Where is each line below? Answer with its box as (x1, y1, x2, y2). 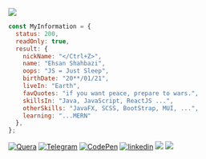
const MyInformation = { (8, 22, 91, 30)
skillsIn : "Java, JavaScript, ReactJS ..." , (22, 97, 174, 105)
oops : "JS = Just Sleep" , (22, 67, 110, 75)
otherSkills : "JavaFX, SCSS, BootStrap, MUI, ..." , (22, 104, 199, 112)
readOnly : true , (15, 37, 70, 46)
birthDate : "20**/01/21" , (22, 74, 110, 83)
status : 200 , (15, 30, 59, 38)
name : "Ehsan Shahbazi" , (22, 60, 106, 68)
